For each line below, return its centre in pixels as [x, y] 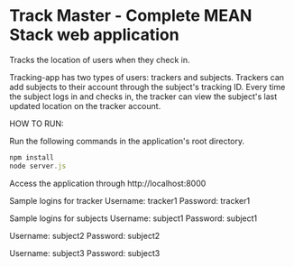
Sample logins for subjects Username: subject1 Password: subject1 [133, 218]
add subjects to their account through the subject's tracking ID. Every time [147, 87]
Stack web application [94, 35]
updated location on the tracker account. [85, 106]
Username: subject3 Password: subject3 [85, 253]
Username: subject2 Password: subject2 [85, 235]
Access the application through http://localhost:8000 [108, 183]
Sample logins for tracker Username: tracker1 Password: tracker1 [130, 200]
